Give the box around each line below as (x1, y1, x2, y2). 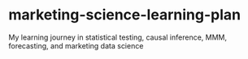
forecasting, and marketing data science (8, 40, 144, 50)
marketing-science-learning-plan (8, 6, 241, 24)
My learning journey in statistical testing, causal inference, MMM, (8, 32, 228, 42)
